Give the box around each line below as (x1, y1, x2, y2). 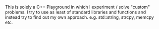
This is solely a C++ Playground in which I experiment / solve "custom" (5, 4, 150, 10)
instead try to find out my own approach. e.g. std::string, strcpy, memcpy (5, 14, 154, 20)
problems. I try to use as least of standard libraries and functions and (5, 9, 146, 15)
